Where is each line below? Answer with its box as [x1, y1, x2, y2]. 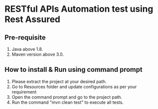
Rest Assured [4, 14, 61, 25]
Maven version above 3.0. [11, 51, 64, 57]
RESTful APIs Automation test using [4, 3, 154, 15]
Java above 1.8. [11, 46, 44, 52]
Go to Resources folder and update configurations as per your [11, 84, 137, 89]
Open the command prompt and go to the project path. [11, 94, 123, 100]
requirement [11, 89, 37, 95]
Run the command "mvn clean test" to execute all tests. [11, 99, 124, 105]
